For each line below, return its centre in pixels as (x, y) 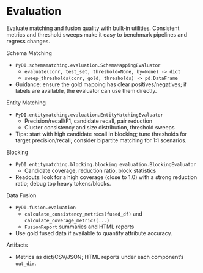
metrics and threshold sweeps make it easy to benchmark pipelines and (97, 34)
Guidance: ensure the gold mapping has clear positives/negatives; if (101, 84)
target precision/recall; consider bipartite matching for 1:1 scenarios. (101, 140)
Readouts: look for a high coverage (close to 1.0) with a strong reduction (106, 177)
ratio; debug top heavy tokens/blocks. (63, 183)
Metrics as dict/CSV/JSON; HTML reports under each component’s (99, 257)
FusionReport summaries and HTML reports (79, 227)
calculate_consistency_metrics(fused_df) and (83, 213)
